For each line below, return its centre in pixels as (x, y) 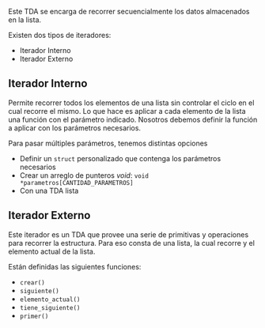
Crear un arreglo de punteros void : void (84, 175)
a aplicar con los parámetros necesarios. (74, 128)
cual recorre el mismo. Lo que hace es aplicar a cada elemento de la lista (127, 111)
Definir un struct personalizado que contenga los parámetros (120, 158)
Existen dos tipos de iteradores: (60, 35)
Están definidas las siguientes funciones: (75, 266)
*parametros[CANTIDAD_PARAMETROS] (76, 183)
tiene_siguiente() (50, 307)
